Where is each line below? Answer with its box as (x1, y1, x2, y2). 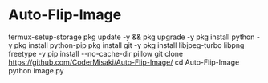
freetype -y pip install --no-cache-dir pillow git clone (8, 49, 183, 58)
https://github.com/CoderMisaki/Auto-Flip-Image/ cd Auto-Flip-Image (8, 57, 240, 67)
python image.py (8, 65, 64, 75)
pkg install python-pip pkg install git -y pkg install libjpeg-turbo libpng (14, 40, 245, 49)
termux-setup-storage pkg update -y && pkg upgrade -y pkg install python (8, 32, 255, 41)
